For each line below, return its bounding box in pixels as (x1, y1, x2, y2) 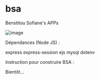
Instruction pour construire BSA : (5, 59, 74, 65)
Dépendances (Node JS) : (5, 39, 60, 46)
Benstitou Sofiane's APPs (5, 20, 59, 26)
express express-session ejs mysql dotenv (5, 49, 95, 55)
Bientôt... (5, 69, 24, 75)
